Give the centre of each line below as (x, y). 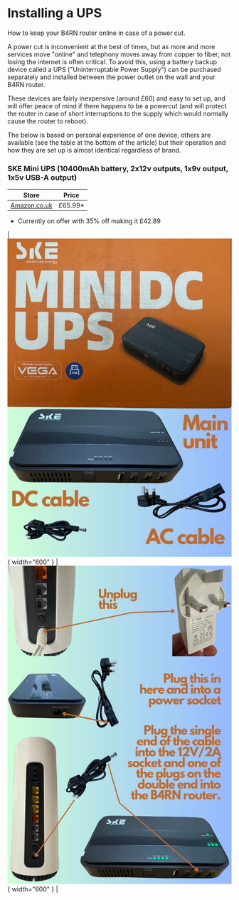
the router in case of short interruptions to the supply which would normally (118, 113)
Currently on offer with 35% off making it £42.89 (89, 221)
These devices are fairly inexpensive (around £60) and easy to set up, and (116, 98)
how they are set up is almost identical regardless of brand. (94, 150)
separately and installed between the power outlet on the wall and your (111, 77)
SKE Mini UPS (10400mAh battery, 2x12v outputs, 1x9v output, (118, 168)
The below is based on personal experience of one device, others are (109, 135)
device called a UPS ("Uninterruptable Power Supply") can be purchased (115, 69)
